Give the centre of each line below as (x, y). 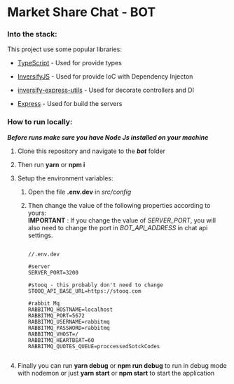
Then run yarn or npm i (51, 164)
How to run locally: (40, 122)
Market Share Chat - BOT (82, 12)
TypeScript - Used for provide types (70, 63)
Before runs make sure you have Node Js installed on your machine (108, 137)
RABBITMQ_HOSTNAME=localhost (70, 310)
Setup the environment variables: (65, 178)
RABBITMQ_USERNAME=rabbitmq (69, 322)
